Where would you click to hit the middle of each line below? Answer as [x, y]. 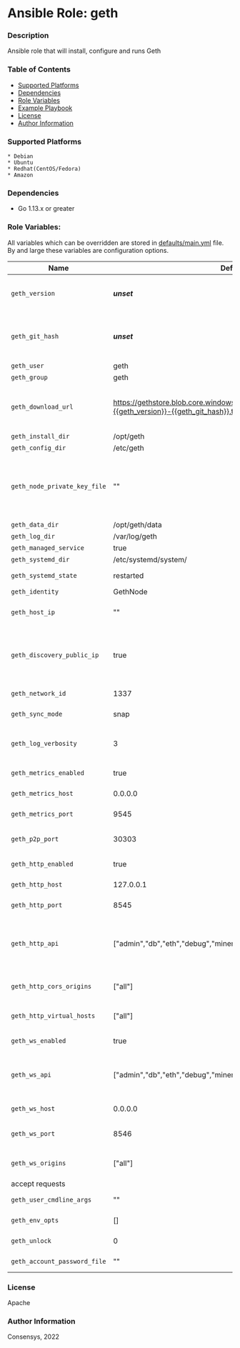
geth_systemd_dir [40, 559]
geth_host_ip [33, 612]
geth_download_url [42, 406]
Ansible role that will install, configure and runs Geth [84, 51]
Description [28, 36]
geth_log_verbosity [44, 743]
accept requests [38, 1184]
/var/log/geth [135, 536]
